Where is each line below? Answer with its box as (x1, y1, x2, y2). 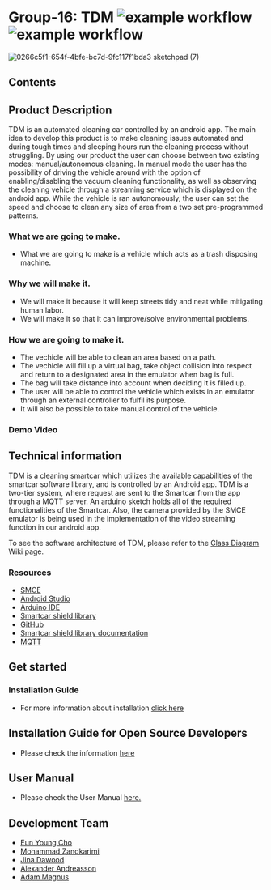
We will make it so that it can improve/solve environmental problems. (19, 313, 249, 323)
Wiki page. (8, 547, 44, 556)
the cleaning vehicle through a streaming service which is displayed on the (8, 185, 257, 194)
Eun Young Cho (19, 838, 73, 848)
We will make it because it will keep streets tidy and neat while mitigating (19, 296, 263, 306)
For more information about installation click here (19, 703, 184, 713)
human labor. (19, 304, 65, 315)
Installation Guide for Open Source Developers (8, 726, 248, 740)
